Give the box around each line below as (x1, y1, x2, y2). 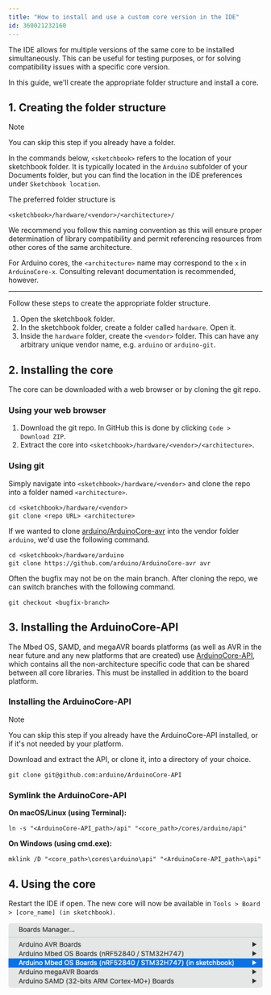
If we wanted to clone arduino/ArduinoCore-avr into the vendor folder (8, 526, 240, 535)
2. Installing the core (8, 363, 114, 377)
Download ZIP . (19, 431, 66, 441)
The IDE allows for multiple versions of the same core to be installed (8, 44, 235, 54)
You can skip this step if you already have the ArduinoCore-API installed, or (8, 730, 258, 739)
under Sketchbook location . (8, 179, 101, 189)
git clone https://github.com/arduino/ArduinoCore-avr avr (8, 559, 211, 568)
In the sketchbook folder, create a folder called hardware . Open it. (19, 323, 236, 332)
